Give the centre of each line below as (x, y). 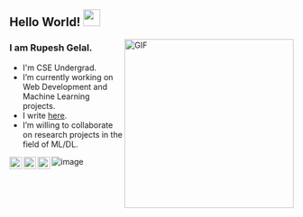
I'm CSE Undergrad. (60, 68)
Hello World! (45, 22)
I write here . (45, 115)
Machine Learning (56, 96)
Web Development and (65, 86)
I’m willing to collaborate (68, 125)
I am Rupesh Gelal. (51, 48)
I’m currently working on (68, 77)
